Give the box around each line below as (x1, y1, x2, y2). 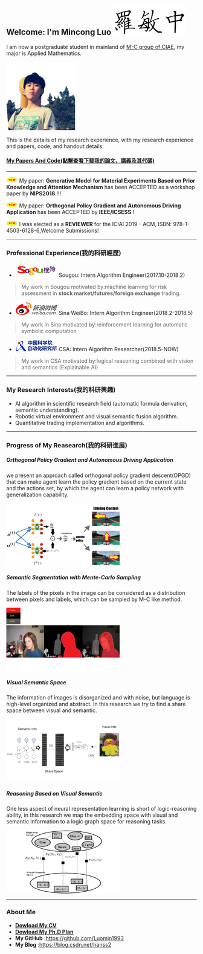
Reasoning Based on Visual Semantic (6, 790, 103, 797)
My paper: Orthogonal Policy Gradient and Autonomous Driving (19, 202, 181, 209)
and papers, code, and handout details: (6, 142, 104, 150)
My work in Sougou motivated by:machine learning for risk (21, 284, 167, 291)
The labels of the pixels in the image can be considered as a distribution (6, 589, 185, 596)
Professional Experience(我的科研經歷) (6, 248, 122, 257)
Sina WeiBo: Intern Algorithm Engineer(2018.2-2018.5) (58, 310, 193, 317)
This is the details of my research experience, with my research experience (6, 136, 194, 143)
